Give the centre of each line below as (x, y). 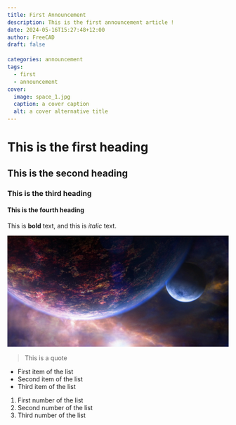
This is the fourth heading (46, 210)
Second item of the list (50, 379)
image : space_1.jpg (42, 97)
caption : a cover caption (52, 104)
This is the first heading (78, 147)
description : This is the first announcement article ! (91, 22)
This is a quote (46, 358)
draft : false (26, 45)
